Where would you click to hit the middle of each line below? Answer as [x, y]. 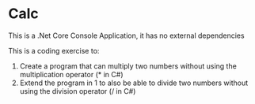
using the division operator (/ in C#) [78, 91]
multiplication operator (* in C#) [71, 74]
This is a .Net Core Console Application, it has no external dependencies [126, 35]
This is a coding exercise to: [54, 50]
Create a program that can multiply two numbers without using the [128, 66]
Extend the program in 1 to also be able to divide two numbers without [134, 83]
